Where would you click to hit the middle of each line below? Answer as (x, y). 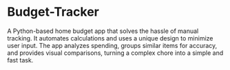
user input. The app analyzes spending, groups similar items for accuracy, (112, 45)
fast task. (20, 60)
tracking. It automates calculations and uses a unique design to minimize (110, 38)
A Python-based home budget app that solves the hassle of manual (103, 31)
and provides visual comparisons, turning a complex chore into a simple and (115, 53)
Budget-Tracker (53, 12)
